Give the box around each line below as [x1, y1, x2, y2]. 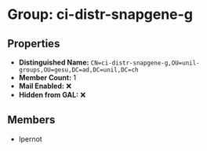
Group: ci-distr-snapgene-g [7, 6, 194, 24]
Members [7, 113, 56, 127]
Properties [7, 37, 60, 50]
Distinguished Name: [18, 57, 89, 67]
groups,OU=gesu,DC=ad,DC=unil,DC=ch [18, 66, 139, 74]
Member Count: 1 [18, 73, 76, 82]
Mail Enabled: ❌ [18, 81, 72, 90]
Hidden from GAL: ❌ [18, 90, 86, 99]
